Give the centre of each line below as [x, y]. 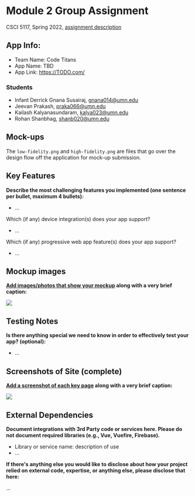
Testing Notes [32, 321]
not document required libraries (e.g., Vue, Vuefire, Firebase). [83, 435]
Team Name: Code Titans [45, 59]
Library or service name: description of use [67, 446]
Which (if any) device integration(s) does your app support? [78, 219]
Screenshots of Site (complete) [64, 371]
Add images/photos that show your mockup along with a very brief [89, 286]
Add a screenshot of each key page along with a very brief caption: [89, 386]
